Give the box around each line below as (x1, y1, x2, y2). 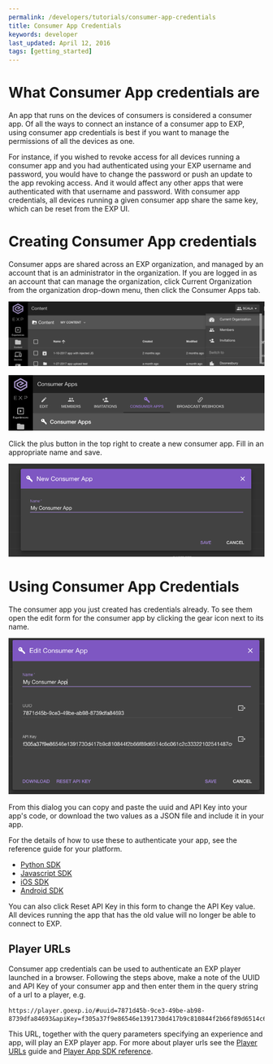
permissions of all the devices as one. (8, 137, 136, 146)
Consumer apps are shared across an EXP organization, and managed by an (8, 259, 264, 268)
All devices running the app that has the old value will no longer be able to (8, 909, 256, 919)
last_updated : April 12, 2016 (8, 39, 111, 47)
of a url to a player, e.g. (8, 989, 86, 1000)
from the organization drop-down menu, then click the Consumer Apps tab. (8, 286, 261, 294)
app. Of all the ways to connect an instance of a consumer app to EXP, (8, 119, 245, 129)
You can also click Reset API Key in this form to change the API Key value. (8, 901, 256, 911)
